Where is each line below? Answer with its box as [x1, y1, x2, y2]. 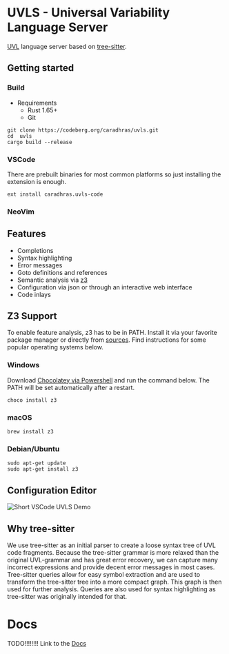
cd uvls [7, 132, 32, 139]
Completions [17, 246, 54, 254]
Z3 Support [7, 310, 57, 322]
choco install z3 [7, 396, 57, 404]
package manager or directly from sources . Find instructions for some [7, 336, 207, 344]
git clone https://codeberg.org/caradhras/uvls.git [7, 126, 159, 134]
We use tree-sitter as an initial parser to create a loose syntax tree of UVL [7, 541, 216, 549]
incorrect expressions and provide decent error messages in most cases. [7, 563, 215, 571]
